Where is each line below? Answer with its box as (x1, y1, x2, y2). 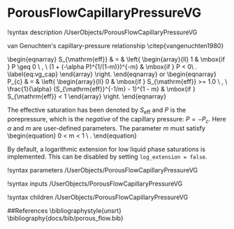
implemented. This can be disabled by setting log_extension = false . (7, 152, 207, 161)
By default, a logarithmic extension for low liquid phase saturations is (7, 145, 206, 153)
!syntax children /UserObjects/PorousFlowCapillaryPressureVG (7, 193, 189, 201)
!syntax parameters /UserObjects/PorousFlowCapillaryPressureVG (7, 165, 198, 174)
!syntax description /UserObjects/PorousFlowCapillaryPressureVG (7, 28, 198, 36)
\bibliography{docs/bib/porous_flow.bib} (7, 214, 124, 222)
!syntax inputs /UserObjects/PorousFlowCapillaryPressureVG (7, 179, 183, 188)
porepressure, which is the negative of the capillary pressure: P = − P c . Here (7, 114, 226, 125)
